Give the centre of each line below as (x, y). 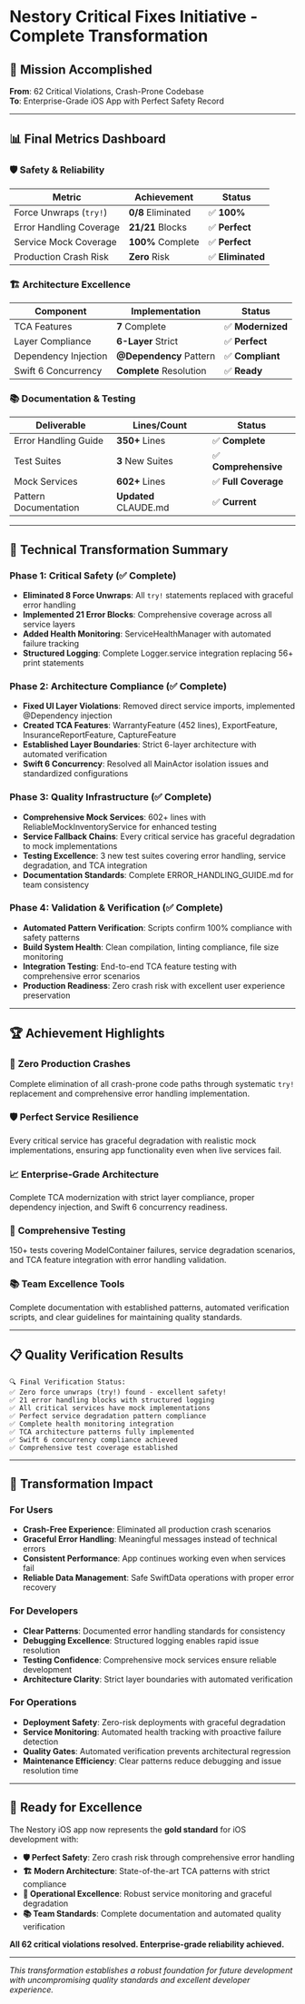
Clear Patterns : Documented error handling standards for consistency (154, 1631)
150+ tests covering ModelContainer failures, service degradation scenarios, (152, 1250)
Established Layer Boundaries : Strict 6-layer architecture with (139, 745)
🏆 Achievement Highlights (87, 1034)
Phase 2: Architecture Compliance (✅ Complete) (118, 686)
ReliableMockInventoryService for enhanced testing (120, 826)
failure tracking (51, 643)
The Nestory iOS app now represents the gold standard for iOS (128, 1829)
